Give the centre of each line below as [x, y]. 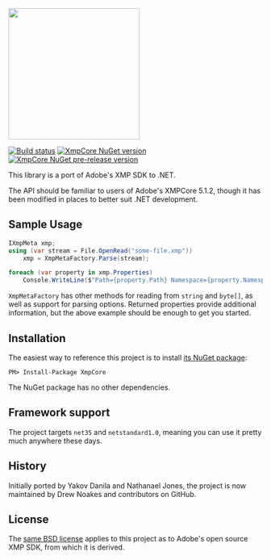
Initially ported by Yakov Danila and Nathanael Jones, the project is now [127, 485]
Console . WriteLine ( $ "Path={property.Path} [95, 280]
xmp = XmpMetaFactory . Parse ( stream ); [86, 258]
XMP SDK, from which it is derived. [67, 547]
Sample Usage [46, 225]
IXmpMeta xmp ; [32, 243]
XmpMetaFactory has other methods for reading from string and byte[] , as [131, 296]
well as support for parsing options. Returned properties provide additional [132, 304]
